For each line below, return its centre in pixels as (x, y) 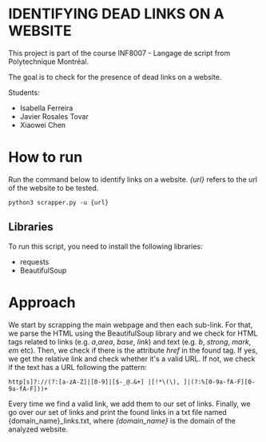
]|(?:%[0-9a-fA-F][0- (219, 382)
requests (34, 261)
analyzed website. (38, 429)
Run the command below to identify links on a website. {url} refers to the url (133, 179)
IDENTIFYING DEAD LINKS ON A (117, 14)
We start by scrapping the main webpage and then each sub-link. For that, (131, 325)
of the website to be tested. (54, 188)
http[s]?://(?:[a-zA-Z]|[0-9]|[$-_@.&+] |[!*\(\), (94, 382)
